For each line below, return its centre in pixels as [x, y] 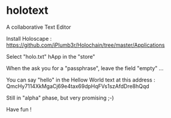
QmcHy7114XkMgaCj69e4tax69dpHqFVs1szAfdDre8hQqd [78, 86]
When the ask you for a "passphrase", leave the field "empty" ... [85, 68]
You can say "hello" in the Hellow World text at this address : [81, 80]
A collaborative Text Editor [39, 27]
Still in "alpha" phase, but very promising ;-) [60, 98]
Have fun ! [19, 109]
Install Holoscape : [29, 38]
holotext [28, 10]
